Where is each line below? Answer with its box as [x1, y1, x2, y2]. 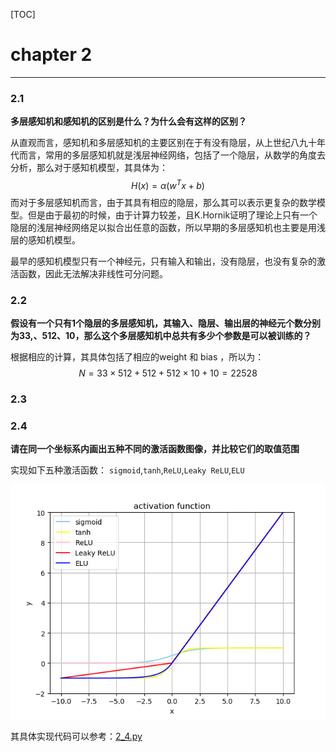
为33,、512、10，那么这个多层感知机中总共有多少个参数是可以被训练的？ [10, 330, 312, 342]
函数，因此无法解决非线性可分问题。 [18, 267, 168, 279]
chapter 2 [10, 44, 93, 66]
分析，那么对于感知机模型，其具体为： [10, 162, 168, 174]
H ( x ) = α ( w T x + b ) [131, 178, 205, 191]
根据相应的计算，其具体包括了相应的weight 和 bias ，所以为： [10, 351, 265, 363]
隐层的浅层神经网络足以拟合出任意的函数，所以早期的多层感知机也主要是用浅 [10, 221, 326, 233]
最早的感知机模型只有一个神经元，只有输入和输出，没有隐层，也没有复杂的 [10, 255, 317, 267]
